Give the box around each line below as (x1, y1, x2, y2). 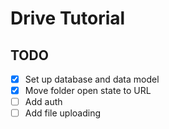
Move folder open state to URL (24, 85, 152, 97)
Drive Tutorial (10, 7, 126, 30)
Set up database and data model (24, 73, 160, 85)
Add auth (24, 96, 63, 108)
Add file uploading (24, 107, 102, 119)
